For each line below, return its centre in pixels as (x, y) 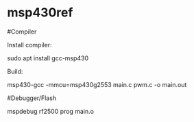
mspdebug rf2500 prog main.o (51, 111)
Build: (15, 71)
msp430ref (40, 13)
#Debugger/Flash (32, 98)
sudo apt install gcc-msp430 (48, 58)
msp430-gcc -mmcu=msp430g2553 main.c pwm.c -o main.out (97, 84)
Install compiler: (30, 45)
